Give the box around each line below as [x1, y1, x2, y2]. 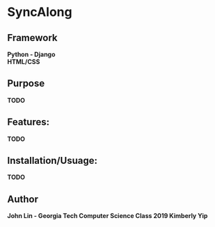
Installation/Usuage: [7, 155, 97, 167]
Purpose [7, 78, 45, 90]
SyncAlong [7, 4, 72, 20]
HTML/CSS [7, 58, 40, 66]
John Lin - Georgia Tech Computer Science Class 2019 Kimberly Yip [7, 212, 208, 220]
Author [7, 193, 38, 205]
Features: [7, 116, 50, 128]
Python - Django [7, 50, 56, 58]
